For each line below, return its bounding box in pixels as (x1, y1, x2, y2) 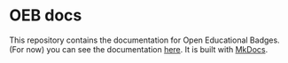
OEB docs (9, 5, 82, 26)
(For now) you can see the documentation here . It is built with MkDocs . (9, 43, 269, 54)
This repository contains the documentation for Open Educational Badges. (9, 35, 281, 45)
